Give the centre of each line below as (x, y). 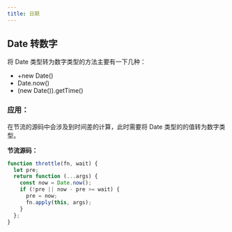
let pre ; (26, 170)
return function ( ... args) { (56, 176)
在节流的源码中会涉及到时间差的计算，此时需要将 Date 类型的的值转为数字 (113, 126)
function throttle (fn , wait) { (53, 164)
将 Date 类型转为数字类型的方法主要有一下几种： (77, 62)
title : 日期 (23, 14)
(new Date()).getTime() (50, 91)
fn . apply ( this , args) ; (59, 202)
